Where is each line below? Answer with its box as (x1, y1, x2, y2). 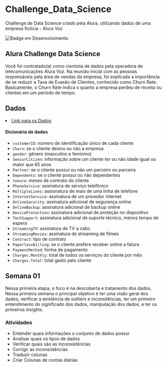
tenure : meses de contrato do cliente (12, 177, 89, 183)
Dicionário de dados (5, 129, 48, 135)
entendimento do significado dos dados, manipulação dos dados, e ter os (5, 301, 157, 307)
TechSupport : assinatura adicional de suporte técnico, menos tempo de (12, 215, 159, 221)
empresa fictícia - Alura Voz (5, 25, 63, 31)
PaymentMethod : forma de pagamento (12, 247, 88, 253)
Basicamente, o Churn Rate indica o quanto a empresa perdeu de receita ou (5, 84, 162, 90)
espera (12, 220, 28, 226)
